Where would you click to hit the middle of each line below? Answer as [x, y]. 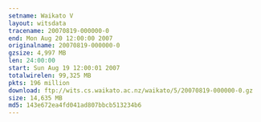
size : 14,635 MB [35, 98]
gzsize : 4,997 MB [37, 53]
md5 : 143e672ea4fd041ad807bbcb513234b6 [75, 105]
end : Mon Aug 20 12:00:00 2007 [61, 38]
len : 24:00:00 [32, 61]
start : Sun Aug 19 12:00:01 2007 [64, 68]
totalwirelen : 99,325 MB [50, 75]
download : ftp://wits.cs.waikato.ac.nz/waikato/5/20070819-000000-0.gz [130, 90]
